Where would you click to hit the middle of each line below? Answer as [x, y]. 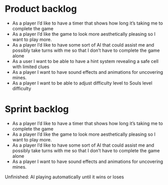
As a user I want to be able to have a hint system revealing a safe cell [85, 61]
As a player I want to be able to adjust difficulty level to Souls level [82, 83]
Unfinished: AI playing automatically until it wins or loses [64, 177]
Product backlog [41, 9]
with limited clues [31, 67]
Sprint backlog [37, 109]
